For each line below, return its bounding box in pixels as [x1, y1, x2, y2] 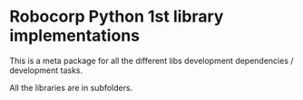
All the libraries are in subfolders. [9, 82, 133, 93]
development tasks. [9, 65, 83, 76]
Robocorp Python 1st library [9, 6, 224, 27]
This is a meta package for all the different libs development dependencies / [9, 55, 294, 66]
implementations [9, 25, 141, 46]
